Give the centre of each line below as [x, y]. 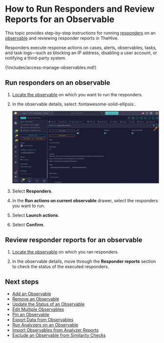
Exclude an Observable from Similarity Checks [59, 335]
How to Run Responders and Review [80, 9]
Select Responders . [32, 191]
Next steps [22, 282]
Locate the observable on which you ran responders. [65, 252]
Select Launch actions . [36, 215]
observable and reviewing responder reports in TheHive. [62, 38]
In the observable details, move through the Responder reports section [84, 261]
